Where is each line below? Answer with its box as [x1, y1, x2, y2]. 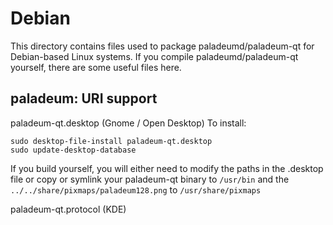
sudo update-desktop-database [10, 145, 137, 155]
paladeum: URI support [10, 90, 158, 107]
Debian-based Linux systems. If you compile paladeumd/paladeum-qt [10, 50, 299, 62]
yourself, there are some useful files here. [10, 61, 182, 73]
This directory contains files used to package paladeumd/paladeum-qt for [10, 40, 315, 52]
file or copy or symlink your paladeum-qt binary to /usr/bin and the [10, 173, 290, 185]
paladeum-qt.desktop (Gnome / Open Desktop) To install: [10, 117, 247, 129]
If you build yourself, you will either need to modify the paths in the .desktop [10, 162, 324, 174]
